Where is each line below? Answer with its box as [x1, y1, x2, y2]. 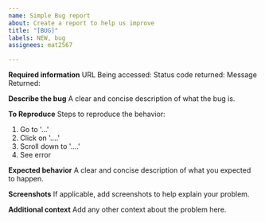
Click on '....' [19, 133, 60, 143]
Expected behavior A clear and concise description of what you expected [8, 166, 251, 175]
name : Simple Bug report [8, 11, 91, 20]
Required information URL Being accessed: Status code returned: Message [8, 70, 257, 80]
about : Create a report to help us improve [8, 19, 155, 27]
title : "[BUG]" [8, 26, 59, 34]
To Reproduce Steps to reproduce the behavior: [8, 109, 166, 119]
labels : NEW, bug [8, 33, 66, 42]
